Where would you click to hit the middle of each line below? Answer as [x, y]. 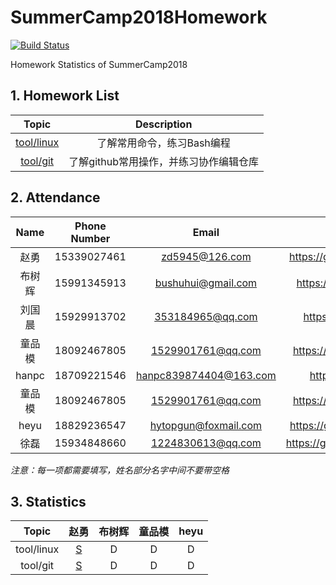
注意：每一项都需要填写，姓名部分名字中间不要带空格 [120, 470]
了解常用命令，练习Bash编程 [163, 143]
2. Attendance [55, 197]
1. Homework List [65, 96]
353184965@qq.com [206, 316]
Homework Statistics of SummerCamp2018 [99, 64]
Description [163, 124]
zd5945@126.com [206, 256]
